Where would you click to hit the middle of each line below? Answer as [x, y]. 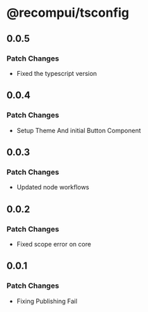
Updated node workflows [53, 187]
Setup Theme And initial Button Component [79, 130]
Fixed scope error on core [54, 244]
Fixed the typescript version [57, 73]
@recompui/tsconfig [68, 13]
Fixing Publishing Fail [47, 301]
